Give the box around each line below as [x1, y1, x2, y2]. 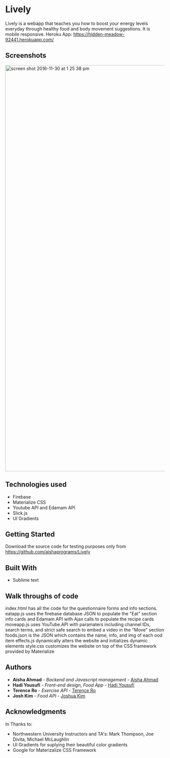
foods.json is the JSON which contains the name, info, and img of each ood [5, 632, 163, 638]
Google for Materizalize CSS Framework [12, 747, 97, 753]
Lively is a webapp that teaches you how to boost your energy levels [5, 20, 148, 26]
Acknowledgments [5, 707, 67, 716]
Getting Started [5, 530, 55, 539]
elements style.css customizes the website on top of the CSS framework [5, 643, 157, 649]
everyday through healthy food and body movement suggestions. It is [5, 25, 150, 31]
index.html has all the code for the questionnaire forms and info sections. [5, 605, 158, 611]
